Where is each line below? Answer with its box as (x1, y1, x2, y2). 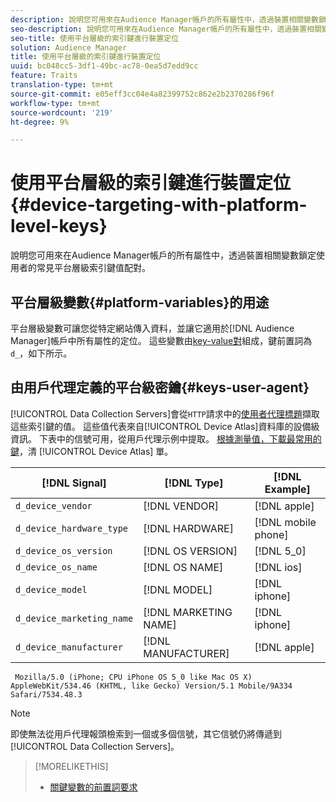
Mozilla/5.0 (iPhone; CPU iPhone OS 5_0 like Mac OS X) (14, 672, 253, 682)
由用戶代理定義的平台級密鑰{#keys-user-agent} (10, 379, 310, 396)
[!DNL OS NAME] (143, 560, 224, 574)
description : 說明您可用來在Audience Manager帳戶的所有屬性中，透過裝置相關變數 (10, 14, 319, 25)
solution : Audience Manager (10, 42, 128, 53)
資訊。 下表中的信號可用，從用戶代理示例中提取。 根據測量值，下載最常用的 (10, 432, 322, 445)
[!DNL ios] (254, 560, 303, 574)
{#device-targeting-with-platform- (10, 194, 308, 216)
